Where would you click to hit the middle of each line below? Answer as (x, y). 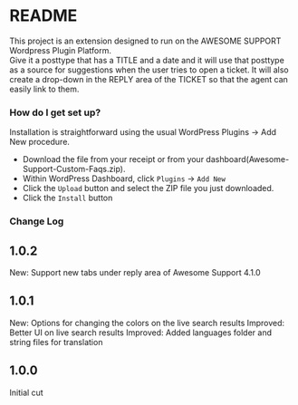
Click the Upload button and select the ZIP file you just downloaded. (148, 188)
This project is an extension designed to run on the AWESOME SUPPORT (145, 41)
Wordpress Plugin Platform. (60, 50)
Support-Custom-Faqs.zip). (74, 169)
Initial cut (26, 392)
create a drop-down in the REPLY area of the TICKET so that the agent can (149, 79)
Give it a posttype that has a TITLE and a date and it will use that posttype (147, 60)
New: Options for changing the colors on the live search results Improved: (147, 323)
